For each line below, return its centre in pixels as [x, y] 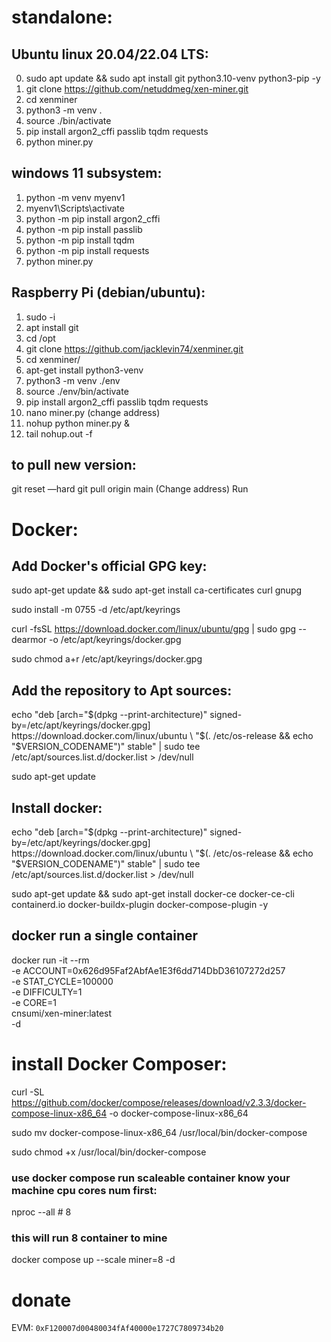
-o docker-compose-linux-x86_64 [179, 1113]
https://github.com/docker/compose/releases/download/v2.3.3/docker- [159, 1102]
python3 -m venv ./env [73, 380]
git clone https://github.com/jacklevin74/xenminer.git [134, 348]
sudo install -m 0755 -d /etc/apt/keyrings [96, 610]
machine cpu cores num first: [84, 1190]
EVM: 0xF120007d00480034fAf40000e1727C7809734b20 [117, 1328]
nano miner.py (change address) [93, 412]
